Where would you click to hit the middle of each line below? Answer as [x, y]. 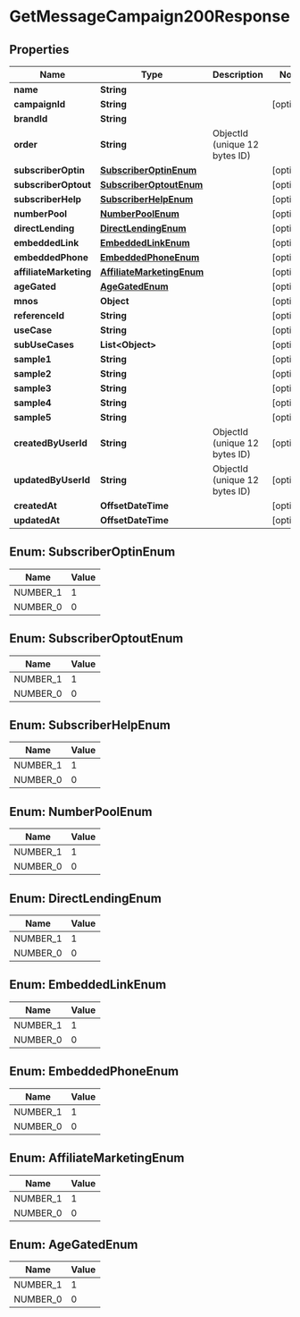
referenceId [39, 315]
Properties [39, 50]
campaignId [39, 104]
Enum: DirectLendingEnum [86, 898]
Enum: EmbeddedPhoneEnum [94, 1071]
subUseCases [44, 344]
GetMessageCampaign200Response [150, 17]
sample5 [33, 417]
